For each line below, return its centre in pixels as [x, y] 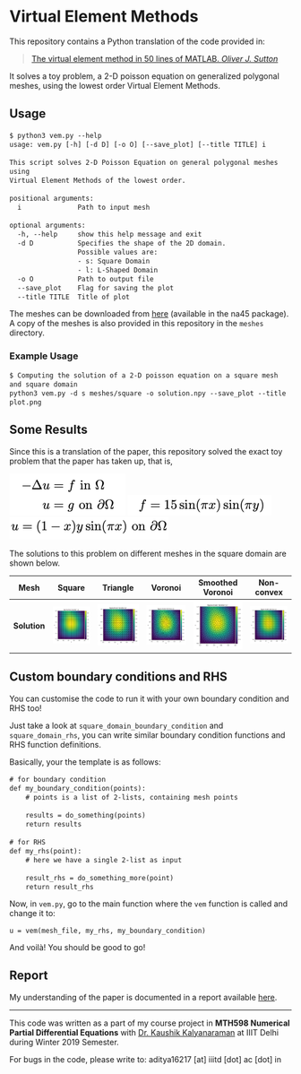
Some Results [48, 430]
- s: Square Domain [114, 261]
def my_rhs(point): [46, 851]
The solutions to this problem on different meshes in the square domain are [148, 553]
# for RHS [28, 842]
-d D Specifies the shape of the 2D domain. [122, 243]
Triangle [118, 587]
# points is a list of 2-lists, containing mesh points [132, 797]
